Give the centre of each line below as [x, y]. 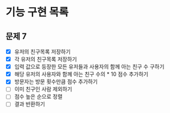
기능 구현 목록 [37, 12]
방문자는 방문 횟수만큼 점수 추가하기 [56, 82]
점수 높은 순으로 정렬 [38, 97]
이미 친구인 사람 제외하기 [43, 89]
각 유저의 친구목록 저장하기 [45, 59]
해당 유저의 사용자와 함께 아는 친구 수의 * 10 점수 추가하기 [81, 74]
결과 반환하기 [30, 104]
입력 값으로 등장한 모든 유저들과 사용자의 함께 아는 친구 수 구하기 [89, 67]
